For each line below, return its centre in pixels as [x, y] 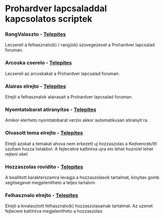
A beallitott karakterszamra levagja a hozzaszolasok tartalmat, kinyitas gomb [82, 177]
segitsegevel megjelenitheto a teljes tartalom [50, 182]
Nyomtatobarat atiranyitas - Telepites [51, 109]
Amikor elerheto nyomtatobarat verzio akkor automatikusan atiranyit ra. [77, 120]
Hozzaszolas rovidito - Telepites [44, 167]
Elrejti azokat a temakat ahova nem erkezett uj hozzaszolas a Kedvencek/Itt [81, 144]
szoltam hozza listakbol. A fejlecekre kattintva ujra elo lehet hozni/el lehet [79, 149]
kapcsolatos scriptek [49, 19]
